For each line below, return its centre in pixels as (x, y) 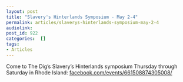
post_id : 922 (22, 33)
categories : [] (26, 39)
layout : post (22, 11)
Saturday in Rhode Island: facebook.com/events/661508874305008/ (89, 72)
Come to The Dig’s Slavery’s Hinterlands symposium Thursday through (92, 66)
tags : (13, 45)
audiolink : (19, 28)
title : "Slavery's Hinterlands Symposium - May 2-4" (72, 17)
